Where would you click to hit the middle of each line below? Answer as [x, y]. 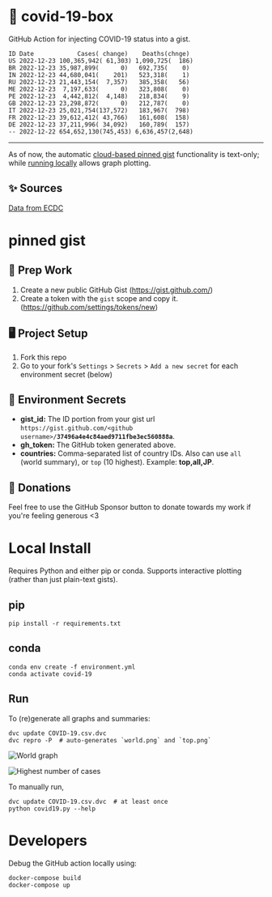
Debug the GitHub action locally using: [73, 863]
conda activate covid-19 [50, 674]
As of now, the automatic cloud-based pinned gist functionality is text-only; [134, 154]
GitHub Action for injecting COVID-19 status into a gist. [100, 39]
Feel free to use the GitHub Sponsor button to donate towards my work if [130, 507]
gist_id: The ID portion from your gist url [87, 419]
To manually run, [36, 786]
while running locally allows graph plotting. [80, 163]
